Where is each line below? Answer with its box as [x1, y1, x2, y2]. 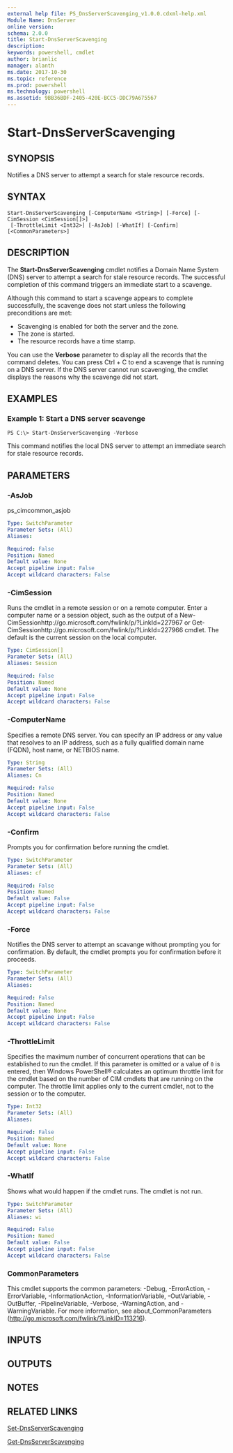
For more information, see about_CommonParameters [58, 1306, 212, 1316]
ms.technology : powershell [7, 88, 86, 95]
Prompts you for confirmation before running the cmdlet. [7, 842, 170, 851]
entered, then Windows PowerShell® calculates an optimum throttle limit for [7, 1067, 224, 1075]
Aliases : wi [7, 1214, 42, 1221]
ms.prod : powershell [7, 82, 67, 89]
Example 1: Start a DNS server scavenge [7, 413, 146, 423]
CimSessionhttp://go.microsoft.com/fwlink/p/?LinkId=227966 [7, 626, 184, 634]
